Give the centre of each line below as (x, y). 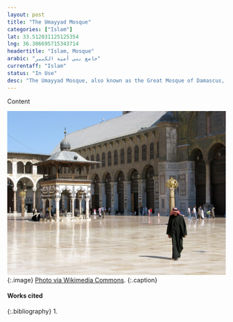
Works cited (25, 296)
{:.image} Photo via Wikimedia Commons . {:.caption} (83, 280)
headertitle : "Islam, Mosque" (51, 51)
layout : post (26, 15)
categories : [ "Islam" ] (40, 29)
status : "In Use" (32, 73)
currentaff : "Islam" (37, 66)
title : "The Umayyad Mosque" (49, 22)
